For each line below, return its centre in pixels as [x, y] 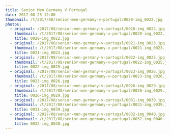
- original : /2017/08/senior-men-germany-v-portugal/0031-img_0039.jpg [88, 100]
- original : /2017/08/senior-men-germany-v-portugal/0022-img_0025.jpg [88, 57]
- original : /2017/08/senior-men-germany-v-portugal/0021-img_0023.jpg [88, 43]
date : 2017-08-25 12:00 [31, 15]
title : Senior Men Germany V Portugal [46, 10]
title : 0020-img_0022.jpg [42, 39]
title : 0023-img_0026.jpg [42, 81]
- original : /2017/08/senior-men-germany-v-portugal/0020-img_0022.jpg [88, 29]
